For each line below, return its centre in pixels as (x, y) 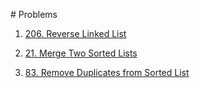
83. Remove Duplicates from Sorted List (107, 72)
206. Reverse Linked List (75, 33)
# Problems (34, 14)
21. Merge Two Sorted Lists (81, 53)
